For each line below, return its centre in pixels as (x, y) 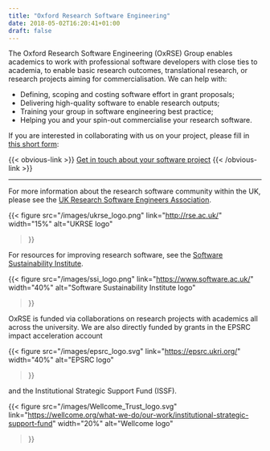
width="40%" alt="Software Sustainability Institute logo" (102, 288)
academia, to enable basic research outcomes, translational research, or (128, 71)
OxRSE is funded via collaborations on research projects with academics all (133, 319)
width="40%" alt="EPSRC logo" (61, 360)
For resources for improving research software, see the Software (116, 255)
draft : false (30, 30)
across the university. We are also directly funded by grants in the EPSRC (129, 327)
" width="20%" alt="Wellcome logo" (112, 424)
